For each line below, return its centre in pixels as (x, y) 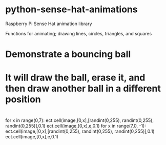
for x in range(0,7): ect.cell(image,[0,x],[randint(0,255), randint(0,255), (79, 120)
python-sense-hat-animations (71, 9)
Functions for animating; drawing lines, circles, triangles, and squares (79, 33)
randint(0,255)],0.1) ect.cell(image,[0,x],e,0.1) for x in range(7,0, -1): (76, 126)
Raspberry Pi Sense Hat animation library (49, 24)
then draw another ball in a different (83, 89)
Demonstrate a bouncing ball (68, 54)
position (23, 100)
